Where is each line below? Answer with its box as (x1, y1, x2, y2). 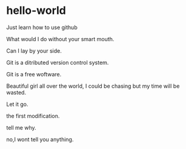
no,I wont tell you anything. (6, 136, 74, 143)
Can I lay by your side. (6, 47, 62, 55)
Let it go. (6, 101, 28, 108)
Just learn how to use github (6, 24, 78, 31)
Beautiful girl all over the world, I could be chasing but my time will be (6, 82, 180, 90)
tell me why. (6, 124, 36, 131)
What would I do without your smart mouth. (6, 35, 115, 42)
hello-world (6, 4, 67, 18)
